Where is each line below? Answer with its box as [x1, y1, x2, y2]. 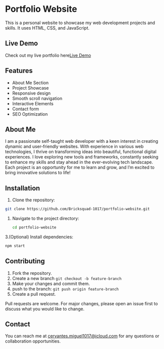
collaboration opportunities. [5, 338, 61, 344]
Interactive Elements [12, 100, 54, 106]
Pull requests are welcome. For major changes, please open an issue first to [5, 300, 158, 306]
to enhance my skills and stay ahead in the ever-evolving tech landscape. [5, 159, 153, 165]
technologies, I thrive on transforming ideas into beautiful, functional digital [5, 149, 157, 155]
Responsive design [12, 90, 51, 96]
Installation [5, 184, 40, 192]
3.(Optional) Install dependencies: [5, 234, 73, 240]
